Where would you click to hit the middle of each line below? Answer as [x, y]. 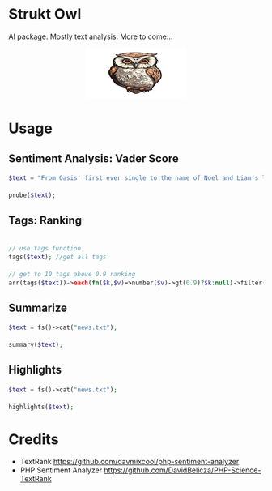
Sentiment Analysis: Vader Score [94, 158]
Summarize [38, 308]
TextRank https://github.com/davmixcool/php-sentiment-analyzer [130, 462]
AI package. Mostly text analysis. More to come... [91, 36]
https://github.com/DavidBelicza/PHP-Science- [183, 470]
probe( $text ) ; [32, 195]
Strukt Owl [45, 14]
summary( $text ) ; [36, 345]
